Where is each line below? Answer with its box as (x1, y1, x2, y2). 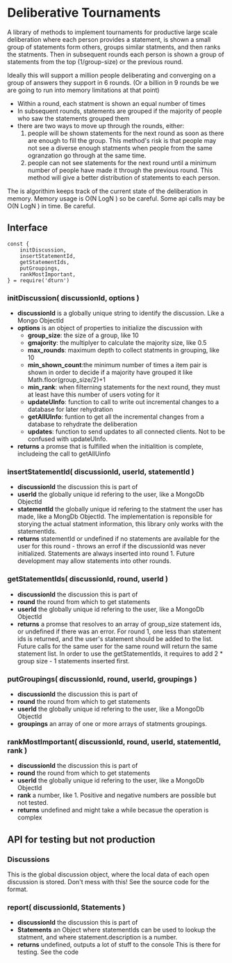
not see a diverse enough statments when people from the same (27, 144, 213, 152)
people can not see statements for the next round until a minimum (27, 158, 217, 167)
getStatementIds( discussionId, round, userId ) (7, 574, 169, 584)
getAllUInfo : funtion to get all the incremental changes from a (27, 413, 205, 421)
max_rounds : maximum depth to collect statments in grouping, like (27, 346, 220, 355)
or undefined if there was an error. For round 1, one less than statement (17, 627, 222, 635)
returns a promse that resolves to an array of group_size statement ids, (17, 619, 222, 628)
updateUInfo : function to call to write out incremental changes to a (27, 398, 219, 406)
